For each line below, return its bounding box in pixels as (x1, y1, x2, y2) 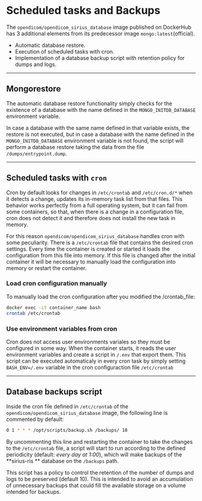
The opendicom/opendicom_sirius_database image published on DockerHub (6, 23, 192, 31)
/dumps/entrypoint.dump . (6, 150, 67, 157)
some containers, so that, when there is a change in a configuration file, (6, 208, 185, 215)
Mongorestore (6, 84, 61, 94)
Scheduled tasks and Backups (6, 4, 161, 17)
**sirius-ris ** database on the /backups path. (6, 457, 119, 464)
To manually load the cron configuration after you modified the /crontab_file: (6, 293, 195, 300)
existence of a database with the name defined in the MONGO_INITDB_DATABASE (6, 106, 196, 113)
